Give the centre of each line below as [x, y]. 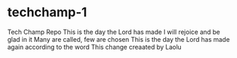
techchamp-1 [47, 12]
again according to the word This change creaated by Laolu [95, 47]
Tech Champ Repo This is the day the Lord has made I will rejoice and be [114, 32]
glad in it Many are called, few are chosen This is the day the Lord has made [119, 39]
